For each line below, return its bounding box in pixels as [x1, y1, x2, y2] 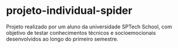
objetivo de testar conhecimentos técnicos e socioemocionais [6, 29, 156, 36]
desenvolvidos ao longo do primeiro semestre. [6, 35, 119, 42]
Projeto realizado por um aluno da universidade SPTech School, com [6, 23, 172, 30]
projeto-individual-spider [6, 4, 133, 17]
